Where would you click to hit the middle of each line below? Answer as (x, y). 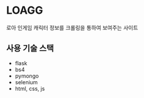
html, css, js (30, 88)
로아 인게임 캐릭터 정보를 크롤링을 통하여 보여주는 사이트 (72, 27)
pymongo (27, 76)
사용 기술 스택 (30, 48)
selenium (26, 82)
